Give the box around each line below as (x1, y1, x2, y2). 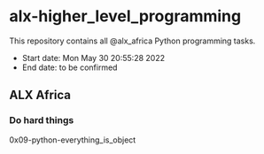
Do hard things (9, 114, 74, 127)
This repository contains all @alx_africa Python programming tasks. (9, 35, 256, 46)
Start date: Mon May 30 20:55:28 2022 (21, 52, 166, 63)
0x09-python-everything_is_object (9, 135, 136, 145)
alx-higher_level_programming (9, 6, 242, 27)
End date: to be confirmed (21, 62, 118, 73)
